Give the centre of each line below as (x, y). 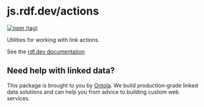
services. (18, 98)
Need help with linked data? (61, 71)
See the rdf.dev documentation (46, 51)
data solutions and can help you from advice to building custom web (93, 92)
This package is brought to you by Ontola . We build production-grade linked (103, 85)
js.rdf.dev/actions (53, 11)
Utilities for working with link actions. (53, 40)
